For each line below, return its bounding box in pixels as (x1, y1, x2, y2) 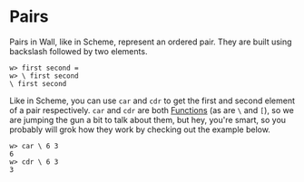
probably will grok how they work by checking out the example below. (9, 124, 270, 135)
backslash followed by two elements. (9, 45, 148, 56)
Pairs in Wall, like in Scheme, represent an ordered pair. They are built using (9, 36, 292, 47)
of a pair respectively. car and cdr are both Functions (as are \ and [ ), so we (9, 104, 295, 115)
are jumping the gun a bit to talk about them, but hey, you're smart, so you (9, 114, 287, 125)
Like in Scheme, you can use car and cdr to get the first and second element (9, 95, 295, 106)
